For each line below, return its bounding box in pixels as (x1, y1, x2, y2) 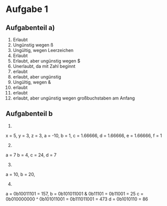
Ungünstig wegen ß (12, 42, 54, 48)
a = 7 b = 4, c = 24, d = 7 (5, 151, 57, 158)
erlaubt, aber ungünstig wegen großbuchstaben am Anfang (12, 95, 135, 101)
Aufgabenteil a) (5, 23, 55, 32)
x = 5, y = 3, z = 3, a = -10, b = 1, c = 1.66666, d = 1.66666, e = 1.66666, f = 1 (5, 132, 163, 138)
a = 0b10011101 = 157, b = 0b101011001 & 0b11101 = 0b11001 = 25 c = (5, 190, 144, 196)
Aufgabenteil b (5, 109, 53, 118)
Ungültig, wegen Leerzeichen (12, 47, 74, 53)
